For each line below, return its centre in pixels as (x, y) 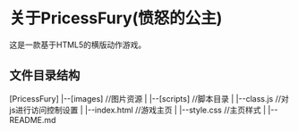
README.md (33, 120)
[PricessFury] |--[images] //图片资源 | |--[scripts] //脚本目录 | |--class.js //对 (149, 98)
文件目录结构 (45, 75)
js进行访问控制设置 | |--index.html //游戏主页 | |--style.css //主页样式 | (138, 110)
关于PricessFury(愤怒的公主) (116, 18)
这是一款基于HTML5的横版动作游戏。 (78, 45)
